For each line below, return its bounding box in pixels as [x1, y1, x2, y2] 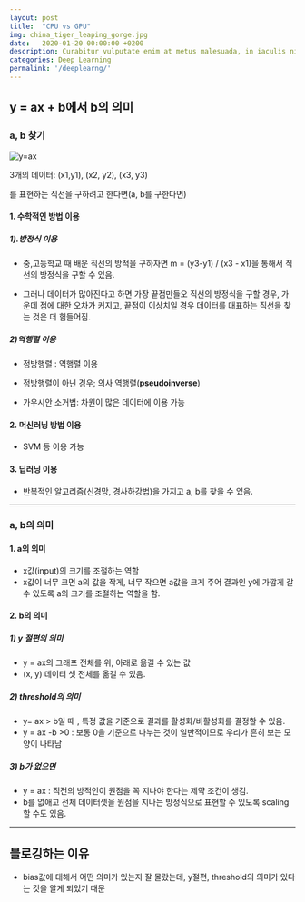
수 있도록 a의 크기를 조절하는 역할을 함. [22, 587, 161, 599]
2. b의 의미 [9, 610, 48, 622]
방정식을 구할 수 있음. [39, 270, 115, 280]
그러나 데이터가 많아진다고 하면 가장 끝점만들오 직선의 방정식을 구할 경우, [22, 289, 280, 299]
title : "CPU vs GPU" [9, 22, 92, 31]
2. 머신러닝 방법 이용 [9, 419, 82, 430]
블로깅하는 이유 [9, 846, 90, 861]
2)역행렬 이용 [9, 333, 56, 345]
